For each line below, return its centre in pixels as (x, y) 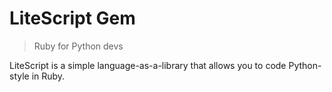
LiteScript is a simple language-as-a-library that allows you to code (148, 65)
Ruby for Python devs (78, 46)
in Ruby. (48, 76)
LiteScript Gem (72, 18)
